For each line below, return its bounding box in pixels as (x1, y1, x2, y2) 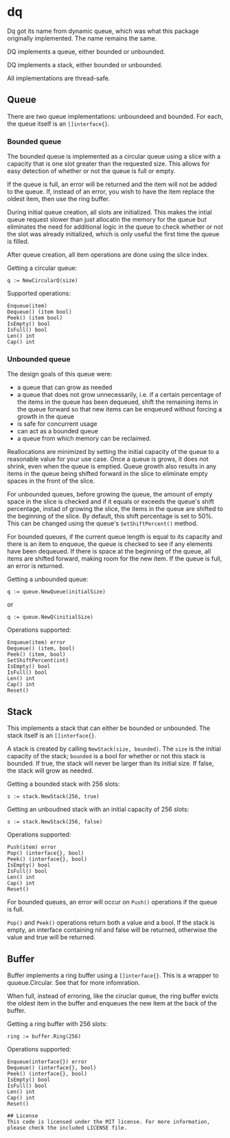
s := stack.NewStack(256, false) (7, 819, 103, 826)
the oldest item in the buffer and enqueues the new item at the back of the (7, 999, 218, 1007)
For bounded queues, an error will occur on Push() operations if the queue (7, 898, 218, 907)
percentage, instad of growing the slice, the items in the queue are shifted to (7, 505, 223, 513)
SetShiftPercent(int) (7, 657, 69, 664)
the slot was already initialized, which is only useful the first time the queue (7, 230, 220, 238)
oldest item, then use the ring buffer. (7, 195, 111, 203)
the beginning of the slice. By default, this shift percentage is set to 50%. (7, 512, 214, 521)
